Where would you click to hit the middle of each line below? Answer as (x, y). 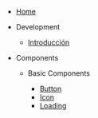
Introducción (49, 42)
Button (51, 88)
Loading (53, 106)
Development (38, 27)
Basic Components (59, 73)
